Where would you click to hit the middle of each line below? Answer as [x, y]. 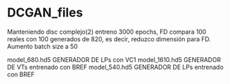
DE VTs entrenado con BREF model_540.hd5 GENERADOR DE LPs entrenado [115, 67]
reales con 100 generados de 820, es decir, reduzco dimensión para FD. [109, 39]
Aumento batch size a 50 [42, 46]
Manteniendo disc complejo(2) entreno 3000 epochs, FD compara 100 [107, 32]
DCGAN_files [45, 13]
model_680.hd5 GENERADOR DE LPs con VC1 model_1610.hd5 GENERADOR [114, 59]
